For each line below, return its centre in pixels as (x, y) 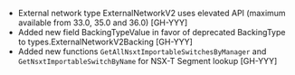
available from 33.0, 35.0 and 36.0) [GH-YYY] (103, 23)
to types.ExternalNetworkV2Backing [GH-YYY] (105, 42)
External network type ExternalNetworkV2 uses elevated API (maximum (152, 13)
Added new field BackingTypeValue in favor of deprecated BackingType (152, 32)
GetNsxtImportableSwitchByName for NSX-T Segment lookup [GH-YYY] (147, 61)
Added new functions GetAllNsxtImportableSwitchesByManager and (142, 52)
